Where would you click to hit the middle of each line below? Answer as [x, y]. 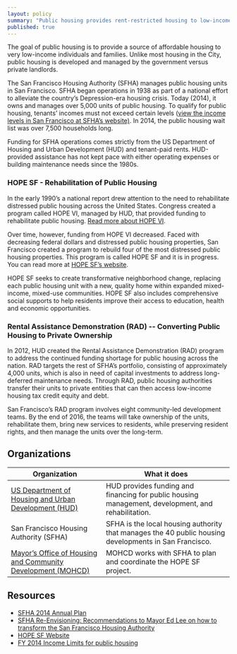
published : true [31, 27]
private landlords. [33, 70]
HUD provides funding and [150, 486]
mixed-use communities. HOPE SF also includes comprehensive [125, 293]
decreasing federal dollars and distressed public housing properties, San [113, 242]
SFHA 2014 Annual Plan [52, 612]
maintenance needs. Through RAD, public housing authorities [123, 380]
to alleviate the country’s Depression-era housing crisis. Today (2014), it [112, 98]
